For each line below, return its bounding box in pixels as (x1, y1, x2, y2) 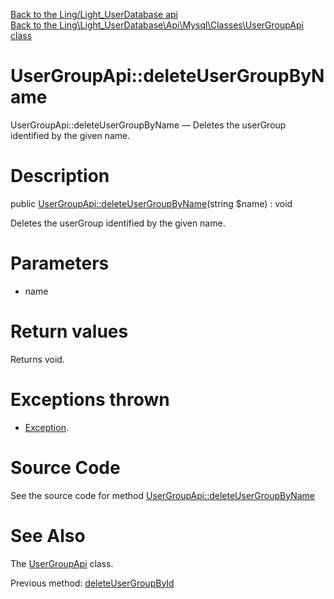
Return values (10, 320, 129, 343)
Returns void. (10, 353, 65, 365)
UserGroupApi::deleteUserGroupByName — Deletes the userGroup (10, 119, 287, 131)
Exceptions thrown (10, 388, 170, 411)
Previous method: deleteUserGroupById (10, 577, 175, 589)
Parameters (10, 252, 110, 275)
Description (10, 165, 110, 188)
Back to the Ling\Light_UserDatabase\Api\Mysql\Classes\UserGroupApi (10, 19, 304, 31)
